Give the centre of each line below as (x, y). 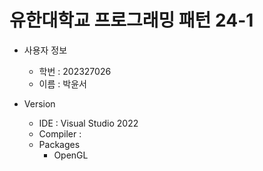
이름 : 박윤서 (62, 83)
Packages (59, 144)
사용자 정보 (45, 50)
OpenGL (71, 155)
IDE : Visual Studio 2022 (88, 123)
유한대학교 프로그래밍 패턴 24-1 (131, 20)
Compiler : (60, 133)
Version (39, 103)
